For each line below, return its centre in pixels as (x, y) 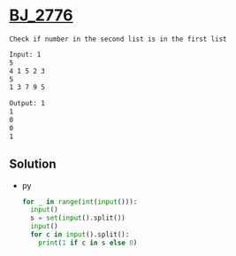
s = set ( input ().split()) (78, 218)
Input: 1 (25, 54)
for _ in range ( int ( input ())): (80, 202)
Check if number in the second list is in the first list (118, 39)
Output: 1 (27, 104)
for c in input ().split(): (80, 235)
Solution (33, 164)
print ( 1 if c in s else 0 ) (88, 243)
